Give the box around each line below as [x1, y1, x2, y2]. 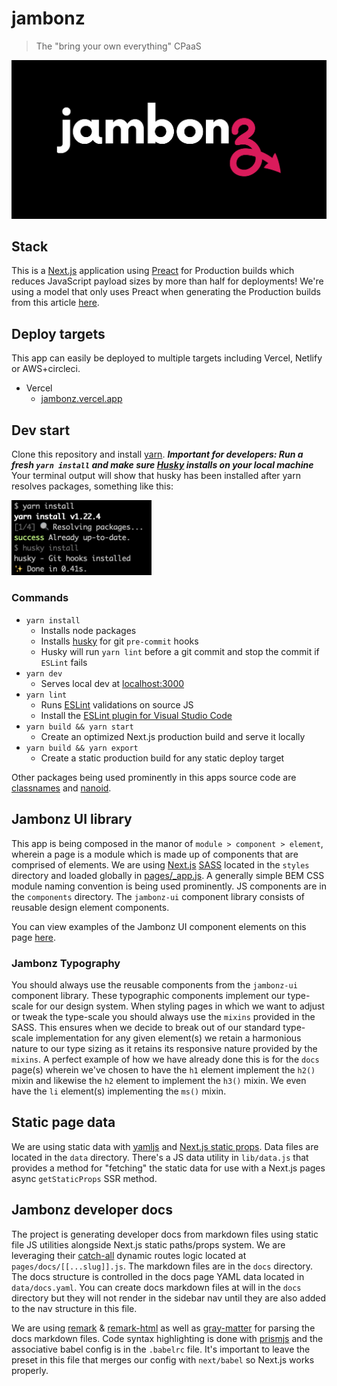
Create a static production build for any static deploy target [40, 752, 285, 764]
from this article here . [11, 297, 100, 309]
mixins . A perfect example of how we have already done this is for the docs [11, 1053, 320, 1065]
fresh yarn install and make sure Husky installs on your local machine [11, 459, 314, 471]
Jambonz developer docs [11, 1202, 173, 1219]
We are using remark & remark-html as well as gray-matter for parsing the [11, 1322, 316, 1334]
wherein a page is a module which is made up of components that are [11, 848, 299, 860]
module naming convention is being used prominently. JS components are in [11, 880, 327, 892]
